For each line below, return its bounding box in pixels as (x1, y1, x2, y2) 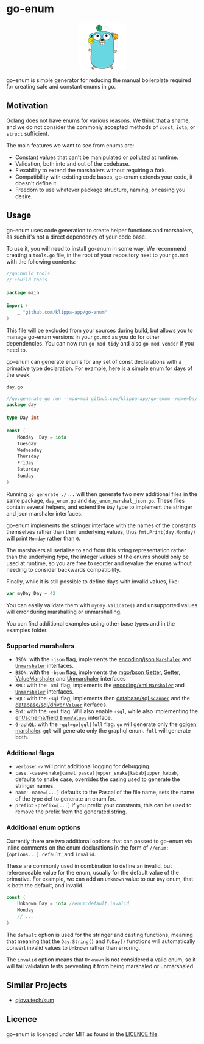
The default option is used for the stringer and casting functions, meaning (6, 931, 193, 938)
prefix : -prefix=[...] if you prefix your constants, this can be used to (15, 802, 192, 809)
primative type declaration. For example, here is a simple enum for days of (6, 365, 193, 372)
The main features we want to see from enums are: (6, 141, 135, 149)
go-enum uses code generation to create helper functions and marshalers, (6, 226, 194, 234)
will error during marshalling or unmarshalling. (6, 608, 122, 615)
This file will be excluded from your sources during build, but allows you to (6, 327, 193, 334)
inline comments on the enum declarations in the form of (6, 843, 149, 851)
